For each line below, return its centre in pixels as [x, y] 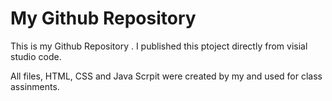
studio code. [36, 56]
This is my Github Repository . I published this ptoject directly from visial [159, 46]
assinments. [35, 86]
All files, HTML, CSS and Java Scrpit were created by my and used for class [166, 76]
